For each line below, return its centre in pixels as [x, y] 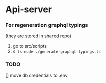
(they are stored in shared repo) [38, 36]
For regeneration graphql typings [47, 25]
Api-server [29, 9]
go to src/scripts [30, 46]
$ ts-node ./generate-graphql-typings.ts [57, 52]
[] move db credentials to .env [36, 75]
